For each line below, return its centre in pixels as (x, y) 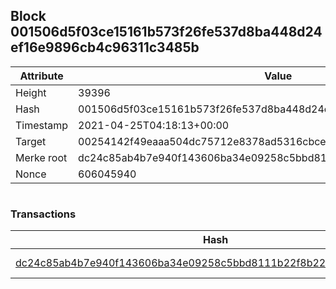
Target (31, 141)
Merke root (41, 157)
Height (31, 92)
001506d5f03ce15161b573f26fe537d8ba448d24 (166, 32)
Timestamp (42, 125)
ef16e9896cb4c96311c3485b (105, 47)
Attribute (41, 76)
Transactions (43, 214)
